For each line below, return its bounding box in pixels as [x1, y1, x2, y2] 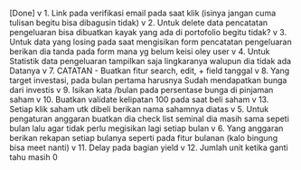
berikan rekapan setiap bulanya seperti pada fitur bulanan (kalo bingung [9, 133, 278, 143]
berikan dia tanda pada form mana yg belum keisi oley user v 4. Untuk [9, 46, 270, 57]
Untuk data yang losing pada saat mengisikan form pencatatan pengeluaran [9, 36, 292, 47]
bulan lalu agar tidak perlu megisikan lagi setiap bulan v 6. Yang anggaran [9, 123, 284, 134]
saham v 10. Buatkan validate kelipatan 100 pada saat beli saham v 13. [9, 94, 269, 105]
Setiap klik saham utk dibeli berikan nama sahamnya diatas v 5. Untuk [9, 104, 269, 114]
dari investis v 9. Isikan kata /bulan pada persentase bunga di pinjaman [9, 85, 274, 95]
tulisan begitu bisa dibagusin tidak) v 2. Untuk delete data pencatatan [9, 17, 268, 28]
